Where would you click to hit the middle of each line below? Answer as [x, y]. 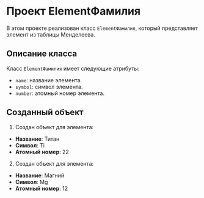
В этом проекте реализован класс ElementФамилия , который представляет [102, 28]
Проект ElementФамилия [74, 11]
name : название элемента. [49, 80]
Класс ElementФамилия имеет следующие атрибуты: [73, 68]
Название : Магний [40, 175]
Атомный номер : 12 [42, 188]
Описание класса [42, 54]
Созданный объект [45, 112]
